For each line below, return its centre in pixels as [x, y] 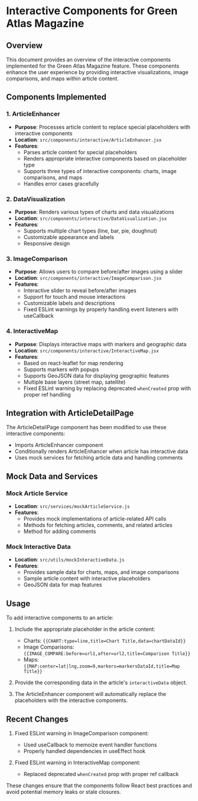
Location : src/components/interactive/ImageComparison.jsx [88, 278]
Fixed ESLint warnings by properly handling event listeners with [101, 309]
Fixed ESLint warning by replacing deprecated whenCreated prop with [107, 388]
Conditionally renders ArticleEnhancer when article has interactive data [101, 451]
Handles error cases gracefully [61, 184]
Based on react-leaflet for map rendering [73, 363]
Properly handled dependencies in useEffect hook [85, 751]
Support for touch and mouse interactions [74, 297]
